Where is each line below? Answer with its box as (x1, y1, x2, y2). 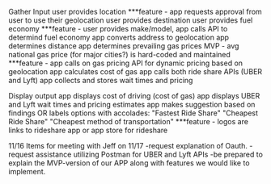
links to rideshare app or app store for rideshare (8, 125, 168, 135)
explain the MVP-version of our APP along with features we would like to (8, 158, 250, 168)
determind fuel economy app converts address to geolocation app (8, 32, 229, 42)
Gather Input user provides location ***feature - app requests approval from (8, 7, 263, 16)
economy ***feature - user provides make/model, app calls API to (8, 24, 228, 33)
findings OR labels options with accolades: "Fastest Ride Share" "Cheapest (8, 108, 259, 118)
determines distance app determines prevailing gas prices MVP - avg (8, 41, 239, 51)
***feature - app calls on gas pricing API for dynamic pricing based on (8, 58, 243, 68)
